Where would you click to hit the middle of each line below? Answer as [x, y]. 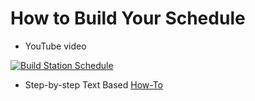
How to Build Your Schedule [128, 18]
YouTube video [55, 46]
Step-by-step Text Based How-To [94, 84]
